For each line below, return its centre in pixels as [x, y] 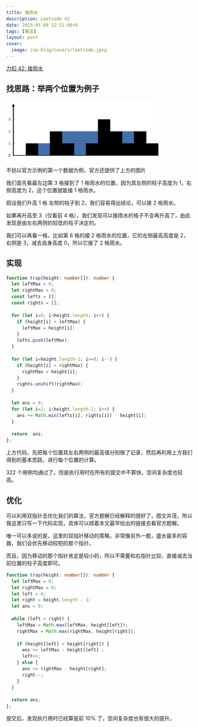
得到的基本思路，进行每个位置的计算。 [53, 460]
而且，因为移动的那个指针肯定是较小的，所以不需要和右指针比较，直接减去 [97, 555]
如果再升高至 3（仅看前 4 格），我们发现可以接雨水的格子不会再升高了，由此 [98, 215]
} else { [27, 663]
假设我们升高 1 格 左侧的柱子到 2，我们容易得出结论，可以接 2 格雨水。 [92, 203]
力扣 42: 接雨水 [25, 68]
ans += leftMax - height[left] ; [63, 650]
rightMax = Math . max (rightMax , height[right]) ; [76, 631]
